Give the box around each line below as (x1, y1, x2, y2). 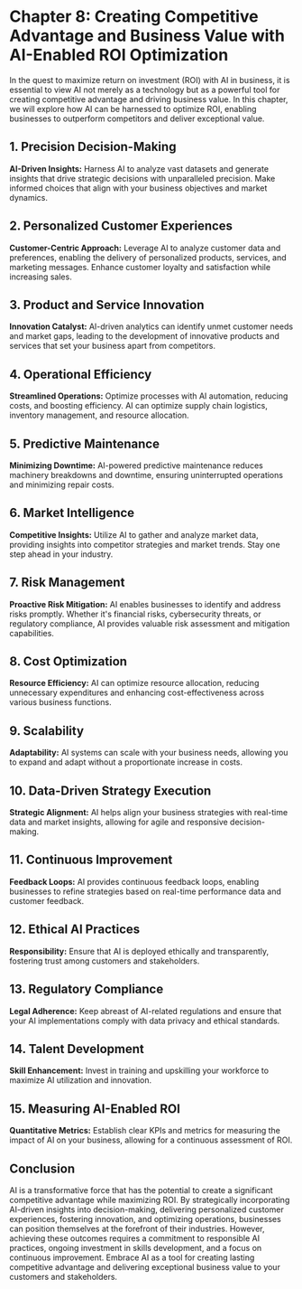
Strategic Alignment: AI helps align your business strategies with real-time (9, 807, 288, 818)
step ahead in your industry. (9, 549, 114, 560)
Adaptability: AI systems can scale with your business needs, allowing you (9, 748, 288, 758)
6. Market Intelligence (9, 505, 135, 521)
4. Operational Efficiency (9, 366, 152, 381)
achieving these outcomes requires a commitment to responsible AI (9, 1232, 260, 1244)
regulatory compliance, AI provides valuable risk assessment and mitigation (9, 617, 290, 629)
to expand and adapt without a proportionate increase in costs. (9, 757, 243, 767)
